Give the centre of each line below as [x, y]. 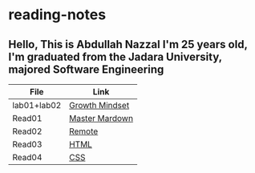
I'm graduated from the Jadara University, [115, 56]
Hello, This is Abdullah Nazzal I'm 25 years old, [128, 44]
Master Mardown [101, 118]
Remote [84, 131]
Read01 [27, 118]
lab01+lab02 [37, 105]
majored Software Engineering [86, 69]
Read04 [27, 157]
